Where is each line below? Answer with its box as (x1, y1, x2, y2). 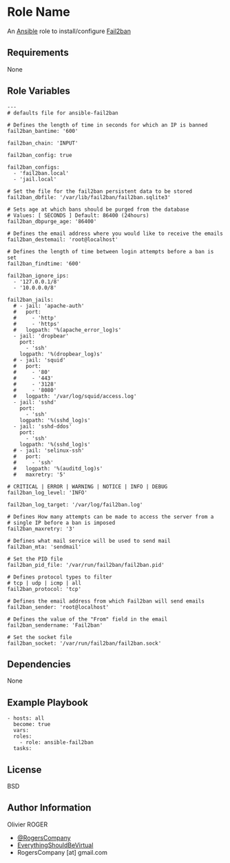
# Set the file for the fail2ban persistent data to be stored (7, 187, 193, 195)
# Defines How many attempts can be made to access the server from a (7, 513, 214, 520)
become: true (13, 721, 51, 728)
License (7, 764, 42, 776)
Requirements (7, 47, 69, 59)
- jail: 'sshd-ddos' (13, 423, 72, 430)
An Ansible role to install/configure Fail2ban (7, 27, 131, 35)
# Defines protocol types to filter (7, 573, 112, 581)
